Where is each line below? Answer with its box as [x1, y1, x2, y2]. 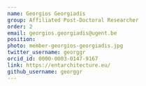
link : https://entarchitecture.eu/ [7, 62, 111, 69]
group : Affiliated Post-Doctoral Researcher [7, 17, 139, 24]
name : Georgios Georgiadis [7, 10, 86, 17]
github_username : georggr [7, 68, 82, 75]
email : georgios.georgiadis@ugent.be [7, 29, 117, 37]
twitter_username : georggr [7, 49, 86, 56]
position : [7, 36, 36, 43]
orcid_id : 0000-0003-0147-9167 [7, 55, 98, 62]
